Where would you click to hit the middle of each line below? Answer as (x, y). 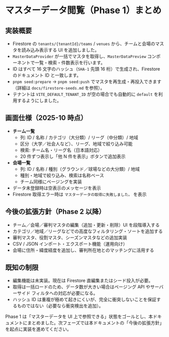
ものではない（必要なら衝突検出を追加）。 (60, 306)
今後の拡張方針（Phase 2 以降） (55, 212)
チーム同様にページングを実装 (51, 181)
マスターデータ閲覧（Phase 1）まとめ (83, 10)
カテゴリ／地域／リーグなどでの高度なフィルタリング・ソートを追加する (88, 231)
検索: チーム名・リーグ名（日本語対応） (61, 150)
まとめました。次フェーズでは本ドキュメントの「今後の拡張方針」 (96, 323)
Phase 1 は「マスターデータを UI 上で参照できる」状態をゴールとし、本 (79, 317)
